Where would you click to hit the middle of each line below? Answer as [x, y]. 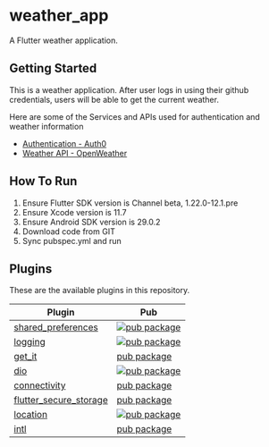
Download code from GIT [69, 231]
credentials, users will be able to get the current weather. [114, 99]
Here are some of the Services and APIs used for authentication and [135, 116]
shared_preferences [56, 327]
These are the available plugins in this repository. [100, 291]
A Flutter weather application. [63, 40]
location [30, 415]
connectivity [40, 385]
